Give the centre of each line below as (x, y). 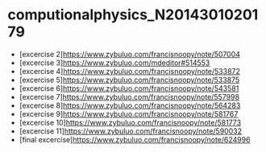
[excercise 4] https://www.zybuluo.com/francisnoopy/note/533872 (130, 71)
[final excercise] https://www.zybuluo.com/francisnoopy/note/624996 (135, 139)
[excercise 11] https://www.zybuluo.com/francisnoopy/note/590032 (131, 131)
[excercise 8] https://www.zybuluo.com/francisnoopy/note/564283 (130, 105)
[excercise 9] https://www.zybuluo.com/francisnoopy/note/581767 (129, 113)
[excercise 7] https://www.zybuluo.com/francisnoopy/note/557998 (129, 97)
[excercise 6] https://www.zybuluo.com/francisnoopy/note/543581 (129, 88)
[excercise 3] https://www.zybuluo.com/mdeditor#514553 (114, 63)
